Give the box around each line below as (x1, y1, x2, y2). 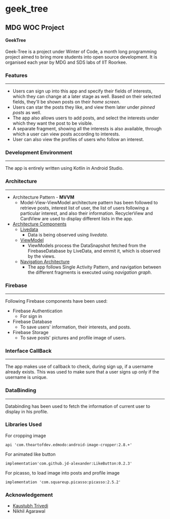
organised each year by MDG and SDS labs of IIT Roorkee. (5, 59, 127, 65)
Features (5, 72, 28, 79)
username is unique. (5, 374, 48, 381)
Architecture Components (12, 221, 67, 227)
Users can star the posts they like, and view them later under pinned (12, 104, 155, 110)
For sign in (20, 313, 42, 319)
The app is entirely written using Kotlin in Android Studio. (5, 165, 124, 171)
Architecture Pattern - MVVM (12, 194, 75, 200)
